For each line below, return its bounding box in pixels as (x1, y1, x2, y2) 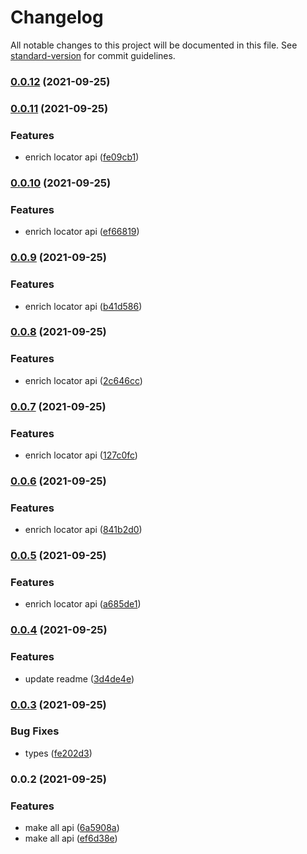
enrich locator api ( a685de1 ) (24, 598, 142, 610)
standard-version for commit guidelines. (10, 49, 176, 61)
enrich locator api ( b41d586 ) (24, 300, 143, 312)
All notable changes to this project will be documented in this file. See (10, 39, 298, 51)
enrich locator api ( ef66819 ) (24, 226, 140, 238)
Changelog (10, 6, 104, 29)
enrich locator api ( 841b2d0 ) (24, 524, 143, 536)
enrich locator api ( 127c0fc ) (24, 449, 138, 461)
